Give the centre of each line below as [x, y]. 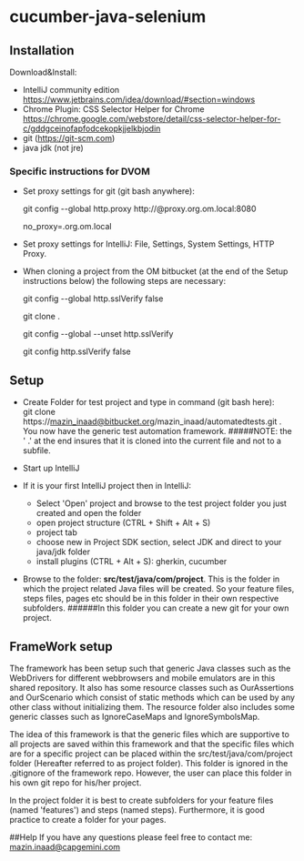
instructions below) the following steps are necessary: [124, 281]
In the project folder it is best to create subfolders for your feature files [142, 800]
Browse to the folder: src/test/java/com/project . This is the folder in [151, 579]
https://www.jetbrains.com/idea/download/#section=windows [139, 99]
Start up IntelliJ [51, 468]
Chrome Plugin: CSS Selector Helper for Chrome [113, 109]
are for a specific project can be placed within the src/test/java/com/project [151, 754]
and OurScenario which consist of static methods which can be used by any [152, 697]
